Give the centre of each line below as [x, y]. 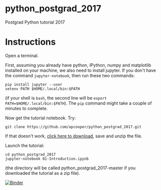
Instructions [30, 42]
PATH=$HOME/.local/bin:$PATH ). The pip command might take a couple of [79, 103]
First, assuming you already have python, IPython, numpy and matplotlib [78, 65]
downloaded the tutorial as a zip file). [42, 173]
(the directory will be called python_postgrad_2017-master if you [70, 168]
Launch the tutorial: [25, 145]
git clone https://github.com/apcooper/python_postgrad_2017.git [73, 127]
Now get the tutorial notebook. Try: [40, 118]
